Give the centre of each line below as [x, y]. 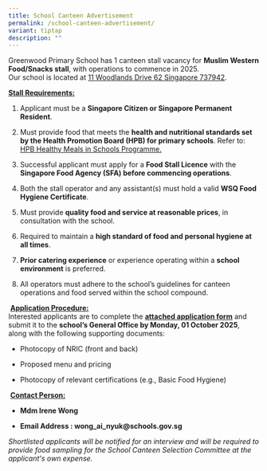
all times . [35, 245]
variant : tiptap [35, 30]
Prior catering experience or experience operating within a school [130, 261]
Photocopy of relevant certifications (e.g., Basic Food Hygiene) [123, 380]
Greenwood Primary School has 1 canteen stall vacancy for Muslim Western [134, 61]
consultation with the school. [67, 221]
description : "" [35, 38]
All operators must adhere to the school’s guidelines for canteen [125, 285]
